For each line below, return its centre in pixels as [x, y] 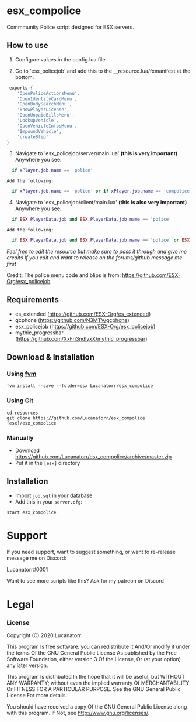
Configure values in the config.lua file [60, 59]
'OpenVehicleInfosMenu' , [47, 126]
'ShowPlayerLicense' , [43, 110]
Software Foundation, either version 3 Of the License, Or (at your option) [94, 659]
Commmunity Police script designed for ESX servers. [71, 27]
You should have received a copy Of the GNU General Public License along [97, 707]
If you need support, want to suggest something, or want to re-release [91, 552]
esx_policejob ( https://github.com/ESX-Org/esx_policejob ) [85, 326]
